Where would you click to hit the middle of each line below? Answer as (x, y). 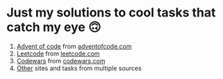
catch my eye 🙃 (54, 27)
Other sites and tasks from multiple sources (79, 68)
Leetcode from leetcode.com (58, 54)
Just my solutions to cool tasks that (111, 13)
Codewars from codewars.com (61, 60)
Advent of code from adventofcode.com (74, 46)
